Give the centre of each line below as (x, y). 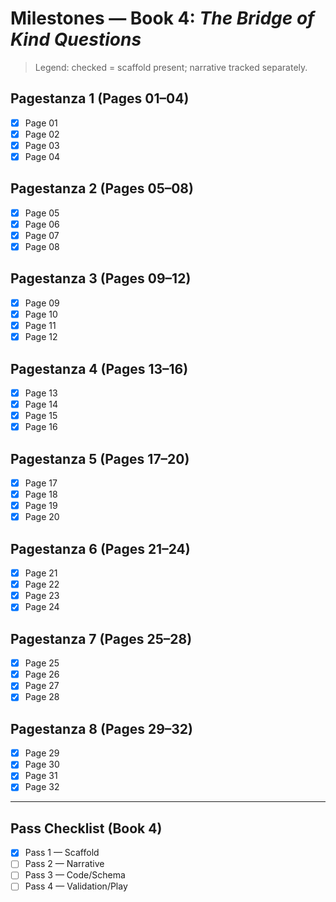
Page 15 (41, 416)
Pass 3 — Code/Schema (75, 875)
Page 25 (42, 663)
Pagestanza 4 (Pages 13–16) (99, 368)
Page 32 (42, 787)
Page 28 (42, 697)
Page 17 (41, 483)
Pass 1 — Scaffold (62, 853)
